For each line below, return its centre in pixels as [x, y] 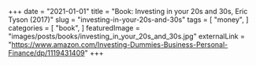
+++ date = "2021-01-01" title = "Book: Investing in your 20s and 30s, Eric [128, 11]
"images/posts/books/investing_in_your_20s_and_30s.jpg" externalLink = [127, 36]
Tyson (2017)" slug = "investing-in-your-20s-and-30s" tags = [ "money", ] [128, 20]
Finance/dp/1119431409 [46, 53]
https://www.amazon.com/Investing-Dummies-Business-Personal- [120, 45]
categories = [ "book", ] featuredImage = [74, 28]
